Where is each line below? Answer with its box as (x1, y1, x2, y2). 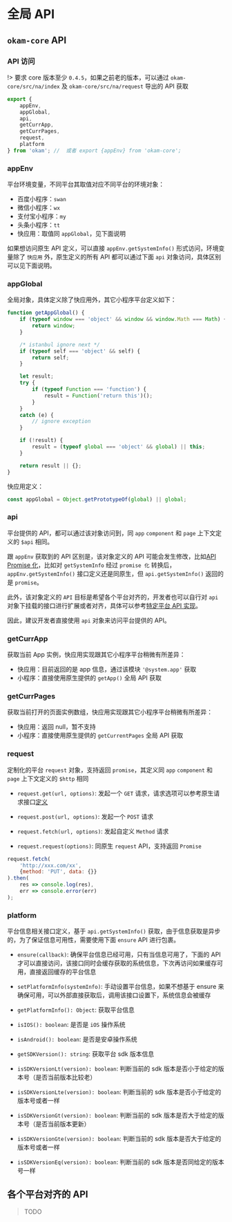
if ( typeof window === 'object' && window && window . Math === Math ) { (19, 316, 227, 323)
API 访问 (7, 56, 35, 66)
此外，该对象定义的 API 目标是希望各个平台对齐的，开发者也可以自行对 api (7, 593, 219, 601)
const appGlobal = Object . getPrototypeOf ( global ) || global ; (7, 496, 187, 503)
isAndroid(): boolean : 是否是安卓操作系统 (17, 1035, 137, 1044)
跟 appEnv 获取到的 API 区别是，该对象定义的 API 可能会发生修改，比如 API (7, 552, 216, 560)
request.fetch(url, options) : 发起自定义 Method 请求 (17, 827, 169, 835)
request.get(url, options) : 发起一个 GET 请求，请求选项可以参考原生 (17, 789, 214, 797)
